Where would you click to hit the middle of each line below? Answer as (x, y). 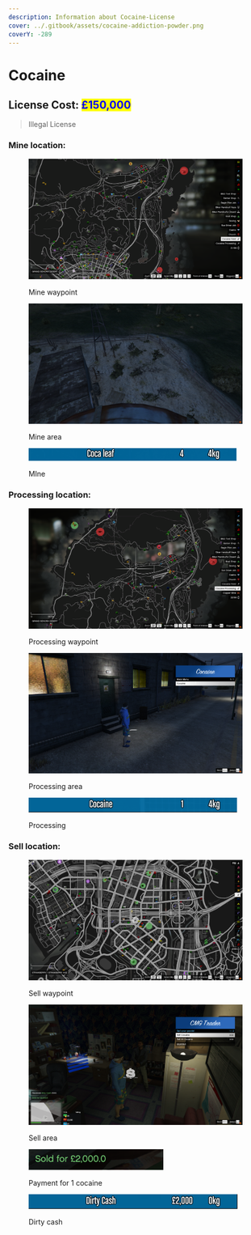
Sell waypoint (51, 993)
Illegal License (52, 125)
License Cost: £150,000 (70, 105)
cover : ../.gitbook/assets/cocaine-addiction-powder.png (106, 25)
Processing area (56, 787)
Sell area (43, 1138)
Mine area (45, 437)
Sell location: (35, 847)
